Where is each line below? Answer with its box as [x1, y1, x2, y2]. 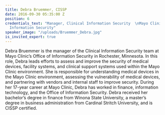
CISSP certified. [5, 105, 37, 111]
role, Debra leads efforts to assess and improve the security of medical [5, 58, 149, 64]
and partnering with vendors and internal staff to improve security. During [5, 79, 154, 85]
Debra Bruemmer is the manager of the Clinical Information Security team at [5, 47, 159, 54]
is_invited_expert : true [5, 35, 56, 40]
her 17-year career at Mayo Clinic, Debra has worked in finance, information [5, 84, 159, 90]
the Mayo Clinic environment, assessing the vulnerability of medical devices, [5, 74, 160, 80]
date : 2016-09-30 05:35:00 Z [5, 12, 65, 17]
